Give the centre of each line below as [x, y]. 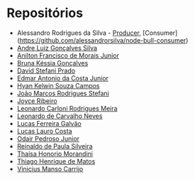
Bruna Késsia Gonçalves [52, 63]
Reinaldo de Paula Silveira [55, 146]
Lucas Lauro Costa [44, 131]
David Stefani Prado [46, 70]
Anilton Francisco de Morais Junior [68, 55]
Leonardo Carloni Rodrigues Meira [67, 108]
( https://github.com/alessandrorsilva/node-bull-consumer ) [102, 40]
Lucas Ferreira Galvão [49, 123]
